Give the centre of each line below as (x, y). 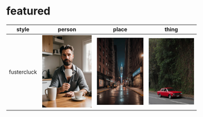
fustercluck (23, 72)
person (67, 30)
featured (28, 11)
